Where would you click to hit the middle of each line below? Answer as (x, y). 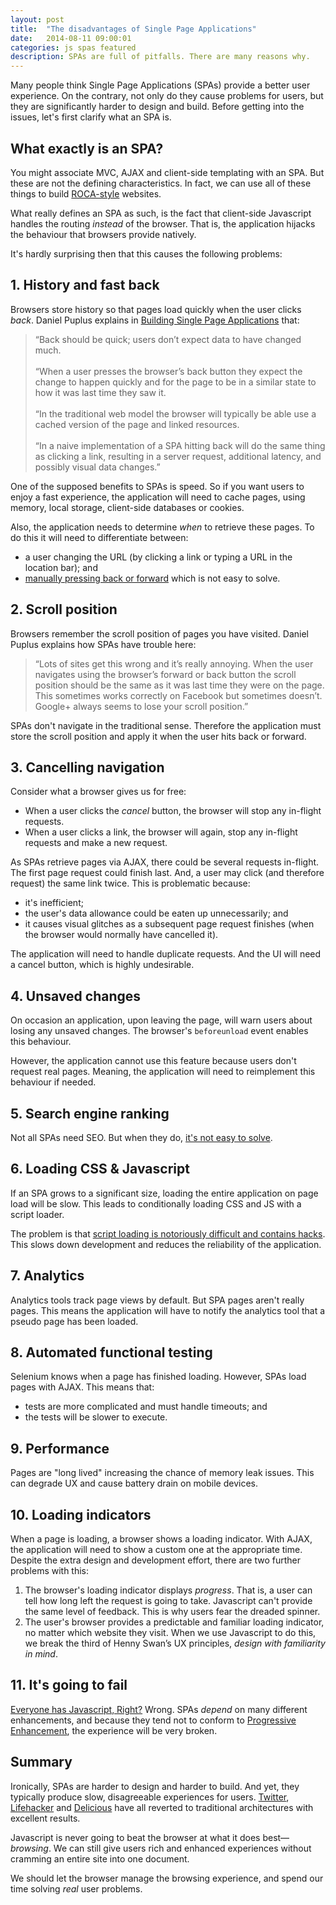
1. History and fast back (85, 285)
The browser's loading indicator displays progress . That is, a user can (168, 1590)
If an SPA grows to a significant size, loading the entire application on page (164, 1193)
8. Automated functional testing (111, 1352)
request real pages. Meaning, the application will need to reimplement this (163, 1072)
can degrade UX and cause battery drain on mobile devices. (134, 1483)
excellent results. (45, 1818)
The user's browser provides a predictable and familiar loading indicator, (174, 1622)
